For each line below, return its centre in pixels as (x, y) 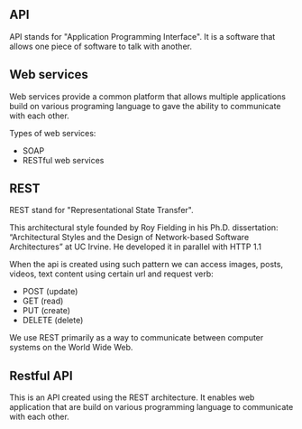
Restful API (41, 375)
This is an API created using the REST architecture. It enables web (132, 397)
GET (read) (43, 301)
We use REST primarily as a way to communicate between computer (137, 338)
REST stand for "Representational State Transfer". (101, 210)
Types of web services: (53, 133)
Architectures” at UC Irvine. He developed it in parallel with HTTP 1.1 (135, 247)
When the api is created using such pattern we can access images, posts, (146, 265)
